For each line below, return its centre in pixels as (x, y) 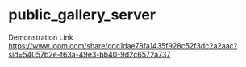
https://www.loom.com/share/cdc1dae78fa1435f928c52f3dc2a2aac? (123, 45)
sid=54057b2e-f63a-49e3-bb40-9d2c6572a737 (90, 54)
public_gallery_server (82, 15)
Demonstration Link (41, 37)
